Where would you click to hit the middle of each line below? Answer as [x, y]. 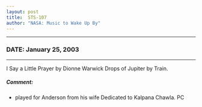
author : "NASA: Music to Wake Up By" [54, 23]
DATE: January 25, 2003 [43, 50]
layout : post [23, 12]
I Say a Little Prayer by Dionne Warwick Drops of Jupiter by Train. [87, 68]
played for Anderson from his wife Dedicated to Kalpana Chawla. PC [99, 97]
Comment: [20, 82]
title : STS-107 [26, 17]
